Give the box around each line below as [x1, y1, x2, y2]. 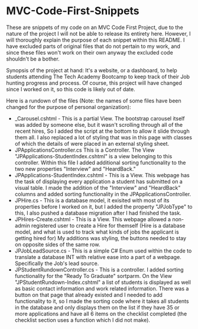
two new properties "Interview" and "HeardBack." [14, 165, 136, 173]
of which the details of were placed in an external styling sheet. [14, 140, 170, 147]
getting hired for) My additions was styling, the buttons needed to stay [14, 234, 187, 241]
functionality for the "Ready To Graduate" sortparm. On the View [14, 272, 173, 279]
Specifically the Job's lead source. [14, 260, 99, 267]
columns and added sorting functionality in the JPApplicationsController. [14, 190, 191, 197]
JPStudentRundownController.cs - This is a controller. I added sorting [14, 266, 184, 273]
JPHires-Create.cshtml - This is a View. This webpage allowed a [14, 215, 171, 223]
